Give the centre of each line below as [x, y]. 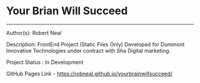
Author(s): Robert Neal [34, 33]
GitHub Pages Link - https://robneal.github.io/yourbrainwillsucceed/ [89, 74]
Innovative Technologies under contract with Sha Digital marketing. [88, 50]
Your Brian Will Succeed [67, 11]
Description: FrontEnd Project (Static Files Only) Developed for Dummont [96, 44]
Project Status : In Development [45, 62]
